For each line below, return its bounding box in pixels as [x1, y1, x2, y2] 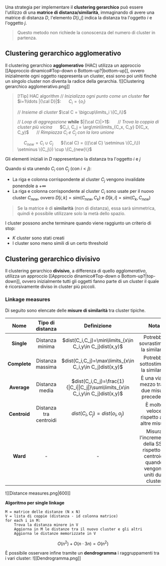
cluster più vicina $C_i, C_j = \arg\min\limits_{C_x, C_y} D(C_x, [17, 124, 149, 130]
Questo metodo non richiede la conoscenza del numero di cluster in [17, 30, 156, 35]
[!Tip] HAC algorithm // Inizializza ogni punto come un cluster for [17, 93, 150, 99]
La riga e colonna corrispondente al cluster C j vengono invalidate [12, 176, 145, 183]
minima [38, 343, 55, 350]
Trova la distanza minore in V [14, 522, 79, 527]
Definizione [83, 322, 112, 329]
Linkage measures [5, 296, 50, 303]
